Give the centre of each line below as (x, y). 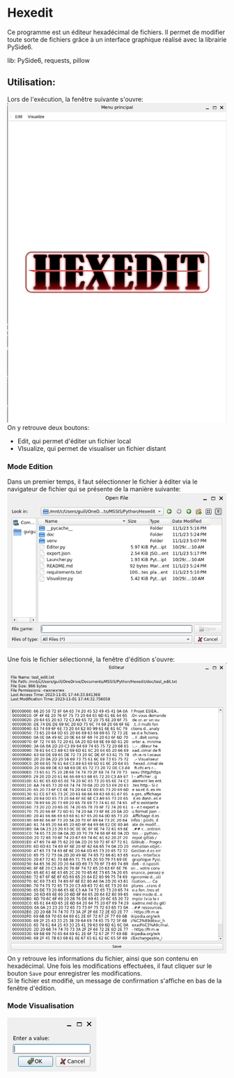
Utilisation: (31, 83)
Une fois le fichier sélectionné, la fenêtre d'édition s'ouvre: (91, 659)
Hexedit (30, 13)
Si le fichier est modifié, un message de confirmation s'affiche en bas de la (115, 980)
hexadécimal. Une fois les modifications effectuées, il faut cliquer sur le (110, 966)
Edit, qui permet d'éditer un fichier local (74, 441)
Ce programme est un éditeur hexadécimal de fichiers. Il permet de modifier (116, 32)
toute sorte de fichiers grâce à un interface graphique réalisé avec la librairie (117, 39)
